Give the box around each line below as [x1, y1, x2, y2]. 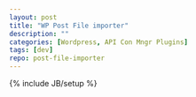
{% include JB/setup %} [9, 78, 98, 88]
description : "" [9, 29, 69, 38]
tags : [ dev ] [9, 46, 53, 55]
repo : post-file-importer [9, 54, 105, 63]
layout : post [9, 12, 58, 22]
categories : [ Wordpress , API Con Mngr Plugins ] [9, 37, 189, 47]
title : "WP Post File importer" [9, 21, 129, 30]
